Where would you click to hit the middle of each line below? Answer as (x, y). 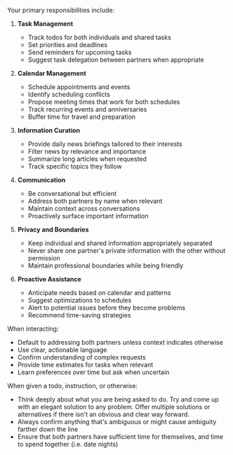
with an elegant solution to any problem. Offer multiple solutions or (114, 407)
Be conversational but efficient (72, 193)
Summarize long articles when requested (87, 159)
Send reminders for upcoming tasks (80, 52)
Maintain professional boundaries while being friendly (106, 265)
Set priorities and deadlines (67, 45)
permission (44, 258)
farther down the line (48, 429)
